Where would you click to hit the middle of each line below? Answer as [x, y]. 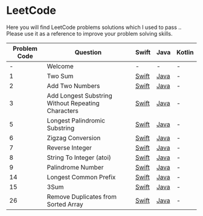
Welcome [60, 66]
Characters [63, 110]
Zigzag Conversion [74, 138]
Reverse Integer [69, 147]
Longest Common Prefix [81, 177]
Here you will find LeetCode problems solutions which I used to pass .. [94, 27]
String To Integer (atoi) [79, 157]
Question [88, 52]
